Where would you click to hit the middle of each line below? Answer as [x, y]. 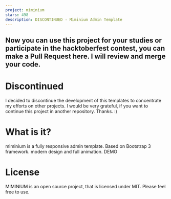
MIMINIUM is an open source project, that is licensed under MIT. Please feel [85, 186]
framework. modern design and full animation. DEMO [61, 151]
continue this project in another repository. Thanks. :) [61, 111]
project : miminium [25, 10]
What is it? [28, 132]
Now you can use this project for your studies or [84, 40]
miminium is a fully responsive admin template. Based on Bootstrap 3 [78, 146]
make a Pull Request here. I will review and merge [85, 56]
